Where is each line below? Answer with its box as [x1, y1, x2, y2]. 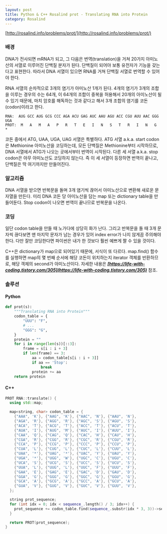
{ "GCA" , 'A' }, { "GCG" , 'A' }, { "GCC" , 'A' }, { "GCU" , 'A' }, [14, 479, 137, 484]
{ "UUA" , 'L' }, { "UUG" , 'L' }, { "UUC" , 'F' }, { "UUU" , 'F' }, [14, 465, 137, 470]
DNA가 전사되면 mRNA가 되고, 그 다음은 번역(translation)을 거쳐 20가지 [5, 56, 145, 62]
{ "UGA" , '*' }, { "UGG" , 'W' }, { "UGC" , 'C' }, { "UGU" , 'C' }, [14, 456, 137, 461]
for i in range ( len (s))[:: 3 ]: [14, 342, 77, 347]
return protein [14, 374, 46, 379]
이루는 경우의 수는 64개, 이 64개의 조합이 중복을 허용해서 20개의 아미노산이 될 [10, 91, 162, 97]
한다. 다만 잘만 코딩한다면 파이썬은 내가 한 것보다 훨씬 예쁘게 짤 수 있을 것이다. [5, 238, 156, 244]
